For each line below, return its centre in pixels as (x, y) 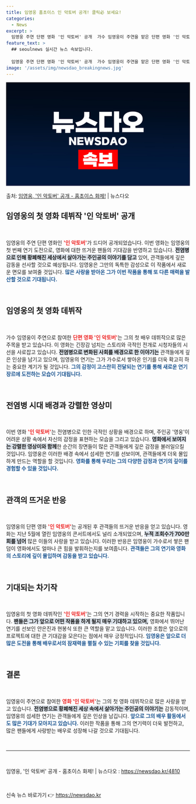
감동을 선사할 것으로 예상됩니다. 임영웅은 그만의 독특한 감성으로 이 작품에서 (91, 264)
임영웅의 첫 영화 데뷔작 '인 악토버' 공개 (71, 216)
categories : (20, 18)
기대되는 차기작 (32, 587)
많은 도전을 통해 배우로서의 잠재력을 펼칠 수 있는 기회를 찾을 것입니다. (84, 643)
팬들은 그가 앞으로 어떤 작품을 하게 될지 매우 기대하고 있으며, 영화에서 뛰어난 (99, 621)
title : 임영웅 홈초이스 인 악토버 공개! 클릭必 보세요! (64, 12)
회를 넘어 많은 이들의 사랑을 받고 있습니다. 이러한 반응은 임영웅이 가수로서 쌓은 (94, 541)
